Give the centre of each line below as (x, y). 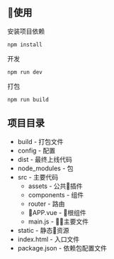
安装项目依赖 (26, 31)
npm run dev (25, 72)
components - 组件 (56, 194)
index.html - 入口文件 (49, 239)
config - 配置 (36, 150)
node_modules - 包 (45, 168)
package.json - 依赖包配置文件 (62, 248)
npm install (25, 45)
